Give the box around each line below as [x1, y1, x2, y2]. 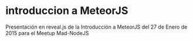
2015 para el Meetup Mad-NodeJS [5, 29, 89, 36]
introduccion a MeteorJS [5, 4, 128, 17]
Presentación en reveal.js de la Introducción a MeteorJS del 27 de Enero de [5, 23, 188, 30]
